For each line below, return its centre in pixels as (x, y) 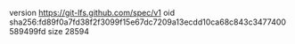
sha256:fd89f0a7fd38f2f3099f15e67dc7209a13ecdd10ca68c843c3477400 (148, 22)
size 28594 (68, 31)
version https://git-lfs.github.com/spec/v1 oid (92, 13)
